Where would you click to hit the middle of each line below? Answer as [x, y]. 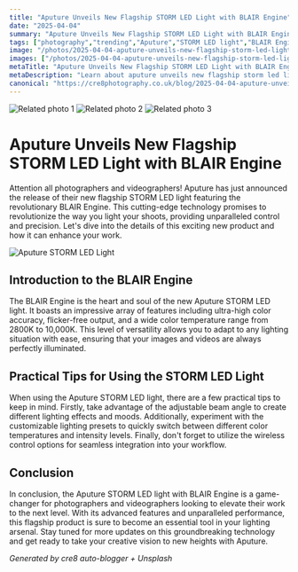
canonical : [29, 83]
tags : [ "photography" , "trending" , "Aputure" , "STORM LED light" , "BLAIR [141, 42]
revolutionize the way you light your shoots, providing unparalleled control [145, 216]
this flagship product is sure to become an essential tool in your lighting [140, 522]
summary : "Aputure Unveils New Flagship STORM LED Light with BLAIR [138, 34]
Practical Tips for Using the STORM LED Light [137, 376]
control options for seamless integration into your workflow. [118, 445]
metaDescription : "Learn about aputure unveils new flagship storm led [144, 75]
